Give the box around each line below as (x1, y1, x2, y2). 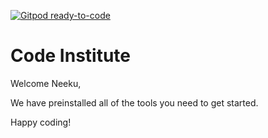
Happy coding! (10, 116, 72, 128)
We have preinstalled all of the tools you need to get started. (10, 96, 259, 109)
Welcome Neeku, (10, 77, 82, 89)
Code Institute (10, 45, 132, 67)
